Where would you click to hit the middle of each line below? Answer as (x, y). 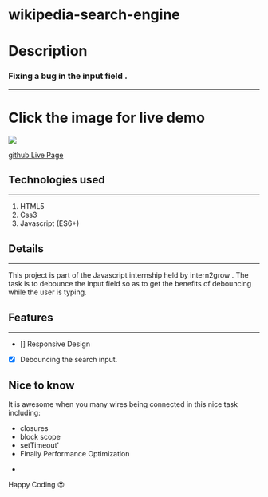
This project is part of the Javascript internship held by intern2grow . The (128, 275)
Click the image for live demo (107, 118)
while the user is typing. (47, 292)
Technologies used (57, 180)
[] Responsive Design (55, 344)
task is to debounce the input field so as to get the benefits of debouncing (130, 284)
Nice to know (41, 385)
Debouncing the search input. (69, 360)
